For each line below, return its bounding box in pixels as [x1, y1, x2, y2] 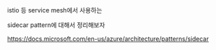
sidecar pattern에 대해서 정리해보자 [7, 21, 106, 29]
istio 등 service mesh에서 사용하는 [7, 6, 102, 14]
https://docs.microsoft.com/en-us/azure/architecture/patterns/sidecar [7, 35, 209, 43]
